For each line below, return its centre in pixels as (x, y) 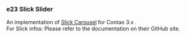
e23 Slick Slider (30, 9)
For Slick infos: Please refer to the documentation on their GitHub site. (93, 29)
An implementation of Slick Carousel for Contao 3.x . (72, 22)
